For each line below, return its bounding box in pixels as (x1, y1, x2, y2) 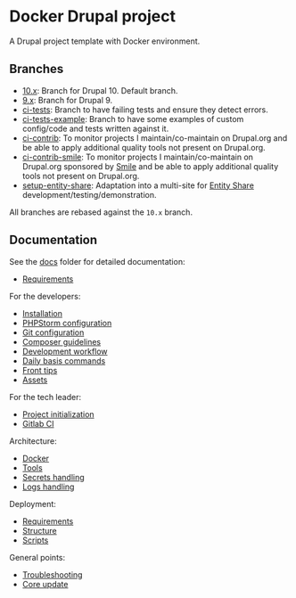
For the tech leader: (9, 391, 82, 402)
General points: (9, 552, 65, 562)
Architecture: (9, 435, 58, 446)
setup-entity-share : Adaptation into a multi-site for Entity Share (21, 180, 254, 191)
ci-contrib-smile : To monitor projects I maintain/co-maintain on (21, 152, 254, 162)
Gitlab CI (21, 418, 54, 429)
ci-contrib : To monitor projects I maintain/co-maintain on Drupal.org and (21, 132, 288, 143)
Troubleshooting (21, 569, 83, 580)
